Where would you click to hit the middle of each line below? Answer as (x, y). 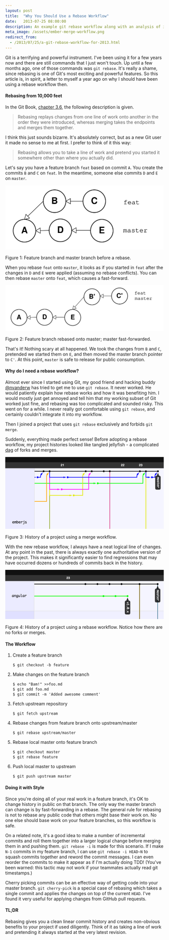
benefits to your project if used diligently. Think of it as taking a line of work (83, 927)
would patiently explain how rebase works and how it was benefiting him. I (82, 393)
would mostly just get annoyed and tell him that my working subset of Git (81, 398)
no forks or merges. (26, 632)
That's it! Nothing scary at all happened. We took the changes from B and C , (83, 348)
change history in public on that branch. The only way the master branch (80, 804)
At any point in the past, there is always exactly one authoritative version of (83, 552)
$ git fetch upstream (35, 714)
